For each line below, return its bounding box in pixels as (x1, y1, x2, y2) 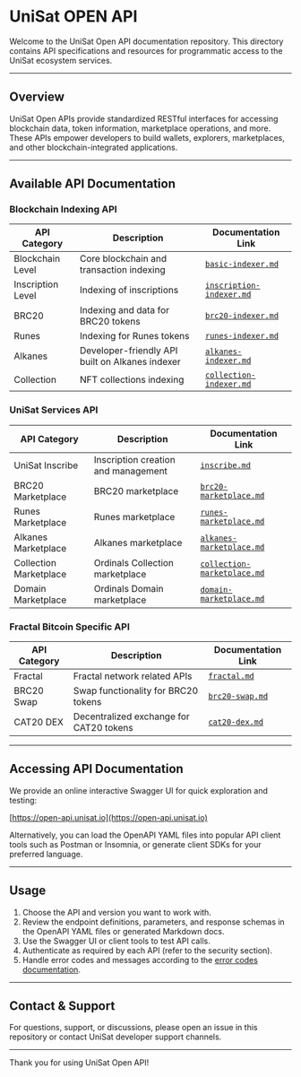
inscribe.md (200, 460, 251, 470)
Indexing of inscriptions (79, 284, 179, 297)
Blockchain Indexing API (9, 204, 118, 216)
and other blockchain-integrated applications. (9, 142, 178, 152)
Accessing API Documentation (9, 761, 184, 777)
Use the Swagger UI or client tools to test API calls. (21, 935, 211, 946)
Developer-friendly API (79, 344, 178, 357)
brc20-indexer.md (204, 311, 279, 321)
